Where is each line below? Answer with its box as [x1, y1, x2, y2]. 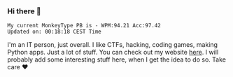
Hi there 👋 [7, 6, 42, 16]
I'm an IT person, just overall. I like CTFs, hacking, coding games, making [7, 41, 218, 49]
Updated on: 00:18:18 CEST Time [7, 28, 101, 36]
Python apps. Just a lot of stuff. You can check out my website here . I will [7, 48, 219, 57]
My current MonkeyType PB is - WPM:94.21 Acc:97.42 [7, 22, 161, 29]
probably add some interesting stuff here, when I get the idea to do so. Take [7, 55, 226, 64]
